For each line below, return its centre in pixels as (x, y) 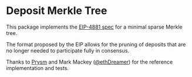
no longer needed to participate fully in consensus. (68, 50)
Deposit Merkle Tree (57, 11)
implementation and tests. (38, 68)
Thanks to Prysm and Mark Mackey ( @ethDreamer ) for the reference (90, 62)
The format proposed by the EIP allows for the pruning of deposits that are (96, 44)
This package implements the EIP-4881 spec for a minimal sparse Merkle (95, 27)
